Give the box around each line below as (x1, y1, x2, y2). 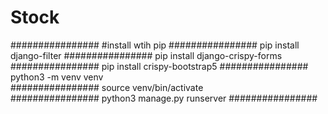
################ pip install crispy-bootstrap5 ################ (10, 60, 309, 72)
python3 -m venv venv (10, 71, 104, 83)
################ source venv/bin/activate (10, 81, 204, 93)
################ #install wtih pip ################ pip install (10, 39, 300, 51)
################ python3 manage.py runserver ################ (10, 92, 318, 104)
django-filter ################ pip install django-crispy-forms (10, 49, 283, 61)
